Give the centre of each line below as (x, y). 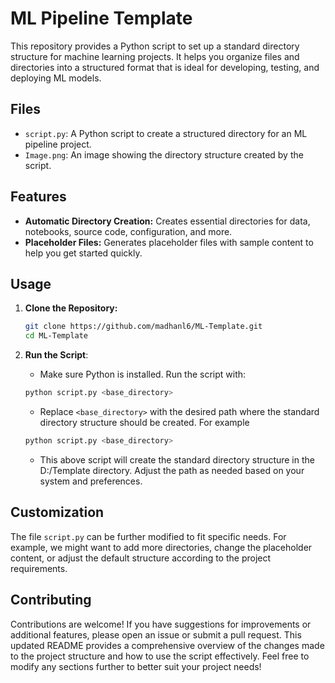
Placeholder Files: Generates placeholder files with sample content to (169, 242)
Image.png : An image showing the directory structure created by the (164, 154)
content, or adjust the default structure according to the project (141, 558)
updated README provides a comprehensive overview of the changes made (167, 645)
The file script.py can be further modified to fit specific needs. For (148, 536)
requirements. (39, 568)
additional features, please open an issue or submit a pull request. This (156, 634)
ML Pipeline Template (101, 18)
